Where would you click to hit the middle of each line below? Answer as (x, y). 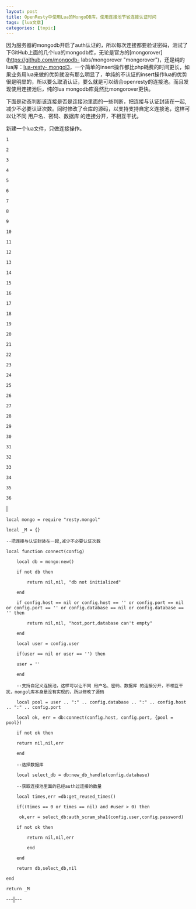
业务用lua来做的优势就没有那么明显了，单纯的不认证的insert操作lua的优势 (99, 74)
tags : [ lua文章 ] (25, 22)
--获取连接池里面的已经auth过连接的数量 (59, 787)
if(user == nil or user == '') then (61, 654)
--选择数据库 (30, 765)
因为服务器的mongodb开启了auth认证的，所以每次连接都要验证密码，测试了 (97, 45)
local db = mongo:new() (45, 562)
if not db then (35, 572)
